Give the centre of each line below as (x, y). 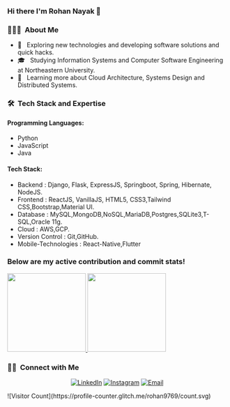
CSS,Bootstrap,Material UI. (56, 207)
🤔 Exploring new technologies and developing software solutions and (118, 45)
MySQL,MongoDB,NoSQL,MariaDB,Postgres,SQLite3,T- (130, 214)
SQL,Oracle (34, 222)
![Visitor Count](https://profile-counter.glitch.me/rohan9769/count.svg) (109, 396)
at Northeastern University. (56, 70)
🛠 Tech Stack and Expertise (56, 104)
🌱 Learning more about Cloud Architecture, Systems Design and (111, 78)
